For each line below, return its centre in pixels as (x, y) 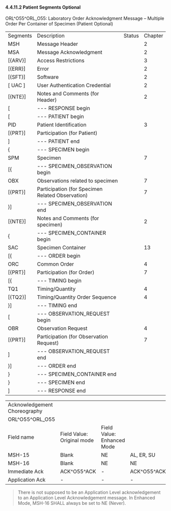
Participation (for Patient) (67, 133)
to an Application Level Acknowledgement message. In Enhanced (86, 498)
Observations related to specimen (77, 181)
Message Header (58, 44)
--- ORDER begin (59, 256)
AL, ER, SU (143, 455)
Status (131, 36)
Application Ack (27, 480)
